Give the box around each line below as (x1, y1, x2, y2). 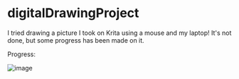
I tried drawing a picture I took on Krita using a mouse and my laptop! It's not (7, 28, 232, 37)
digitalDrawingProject (7, 5, 139, 21)
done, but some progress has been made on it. (7, 36, 144, 44)
